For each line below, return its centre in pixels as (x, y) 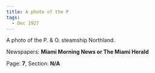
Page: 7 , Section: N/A (33, 63)
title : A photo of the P (38, 12)
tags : (13, 17)
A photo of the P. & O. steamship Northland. (61, 40)
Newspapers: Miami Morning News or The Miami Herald (78, 52)
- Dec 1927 (25, 23)
